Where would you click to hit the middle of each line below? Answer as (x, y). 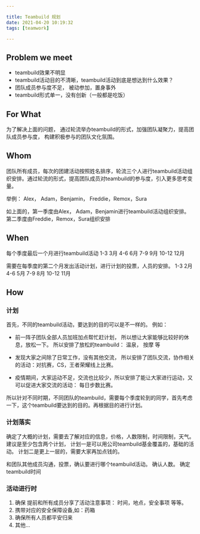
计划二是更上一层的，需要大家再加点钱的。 (70, 451)
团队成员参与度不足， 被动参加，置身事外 (65, 88)
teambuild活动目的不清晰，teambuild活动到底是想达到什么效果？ (94, 80)
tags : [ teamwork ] (28, 28)
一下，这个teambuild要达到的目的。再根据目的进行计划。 (76, 405)
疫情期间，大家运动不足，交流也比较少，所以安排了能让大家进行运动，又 (104, 378)
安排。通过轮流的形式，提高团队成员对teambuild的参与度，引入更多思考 (99, 178)
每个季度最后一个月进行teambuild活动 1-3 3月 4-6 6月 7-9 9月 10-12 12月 (96, 253)
